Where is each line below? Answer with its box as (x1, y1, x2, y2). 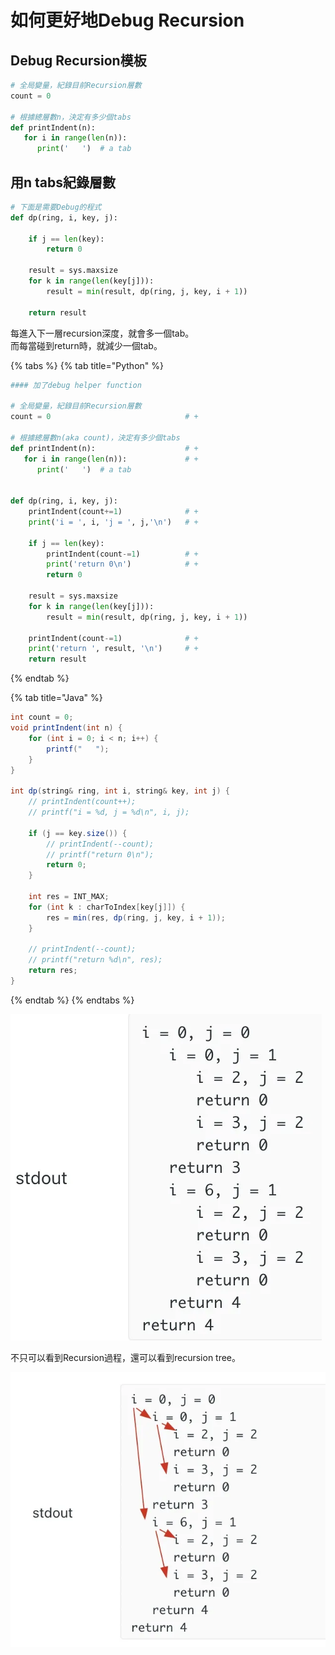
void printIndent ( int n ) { (10, 723, 123, 733)
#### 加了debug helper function (10, 380, 142, 390)
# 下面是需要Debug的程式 (10, 202, 102, 212)
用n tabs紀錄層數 (10, 174, 117, 191)
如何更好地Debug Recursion (10, 9, 245, 32)
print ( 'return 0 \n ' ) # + (46, 559, 199, 570)
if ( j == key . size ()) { (28, 828, 128, 838)
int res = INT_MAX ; (28, 892, 110, 902)
